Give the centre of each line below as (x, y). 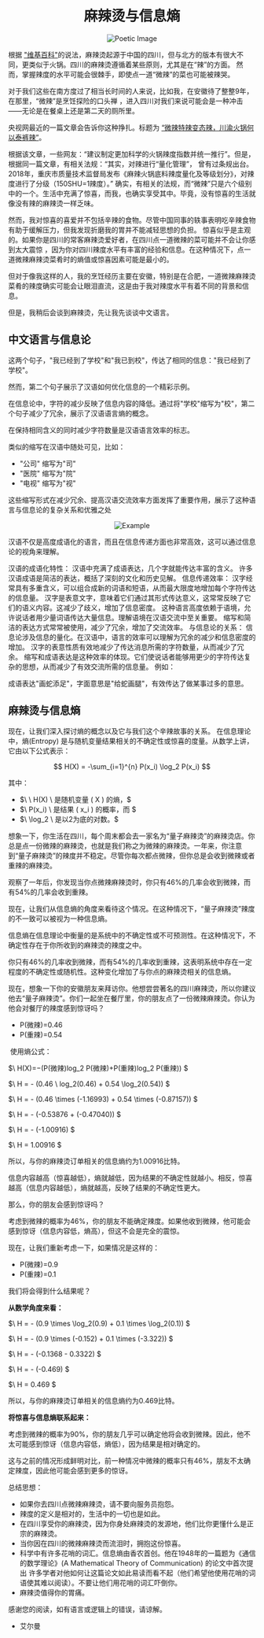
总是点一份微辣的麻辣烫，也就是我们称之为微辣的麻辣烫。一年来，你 (118, 845)
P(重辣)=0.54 (41, 1034)
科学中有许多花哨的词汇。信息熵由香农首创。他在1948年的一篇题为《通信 (137, 1553)
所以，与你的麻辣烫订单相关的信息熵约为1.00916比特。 (96, 1161)
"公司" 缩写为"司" (48, 463)
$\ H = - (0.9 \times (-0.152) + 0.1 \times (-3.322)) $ (91, 1338)
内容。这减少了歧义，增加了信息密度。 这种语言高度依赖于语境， (139, 608)
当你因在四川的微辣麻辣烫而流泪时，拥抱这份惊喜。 (102, 1543)
